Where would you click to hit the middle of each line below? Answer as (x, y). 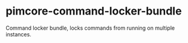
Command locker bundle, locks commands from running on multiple (90, 28)
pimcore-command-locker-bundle (94, 11)
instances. (18, 34)
